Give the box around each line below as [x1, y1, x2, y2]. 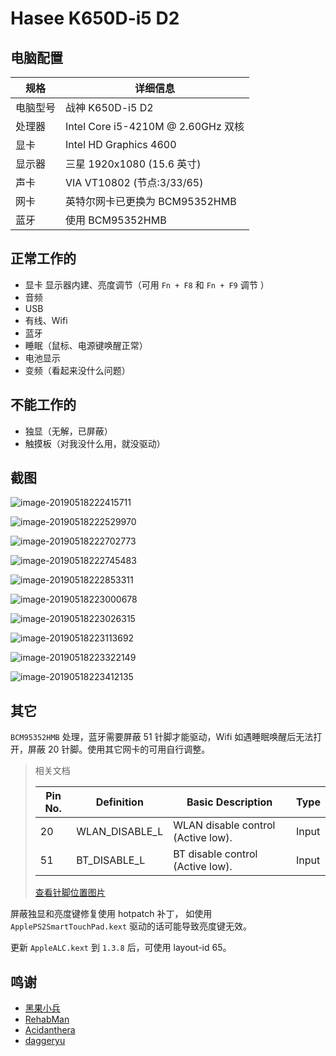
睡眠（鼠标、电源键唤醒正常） [24, 339, 148, 351]
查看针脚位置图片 [34, 887, 106, 899]
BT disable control [173, 847, 258, 861]
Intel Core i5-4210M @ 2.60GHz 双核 [65, 120, 245, 133]
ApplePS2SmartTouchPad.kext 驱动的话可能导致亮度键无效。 [10, 920, 253, 932]
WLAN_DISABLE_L [76, 825, 164, 839]
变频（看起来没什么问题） [24, 364, 131, 376]
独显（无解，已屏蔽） [24, 425, 113, 437]
